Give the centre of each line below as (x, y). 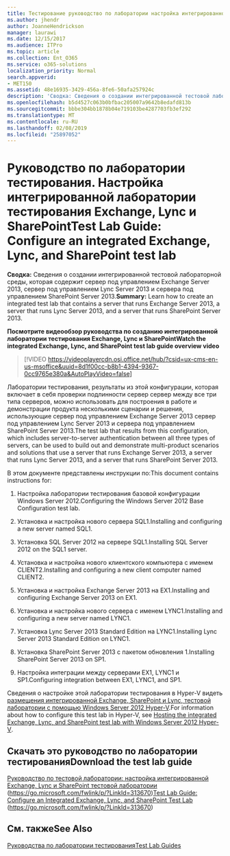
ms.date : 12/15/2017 (37, 39)
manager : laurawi (32, 33)
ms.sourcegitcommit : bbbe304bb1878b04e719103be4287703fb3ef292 (99, 109)
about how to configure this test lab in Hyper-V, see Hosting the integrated (112, 715)
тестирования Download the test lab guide (100, 762)
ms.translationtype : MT (41, 115)
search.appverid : (32, 77)
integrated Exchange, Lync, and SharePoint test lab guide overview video (113, 346)
